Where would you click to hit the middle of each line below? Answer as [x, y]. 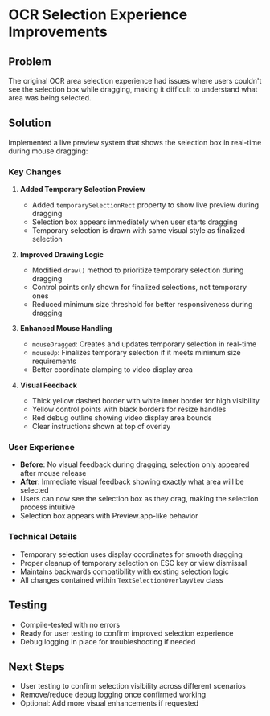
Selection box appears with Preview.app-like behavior [109, 516]
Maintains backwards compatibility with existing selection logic [124, 571]
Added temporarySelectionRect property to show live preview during [145, 205]
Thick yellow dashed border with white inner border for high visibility [145, 401]
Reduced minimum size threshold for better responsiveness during [142, 305]
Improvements [58, 32]
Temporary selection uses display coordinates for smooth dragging [131, 554]
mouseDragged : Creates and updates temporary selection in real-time [144, 344]
